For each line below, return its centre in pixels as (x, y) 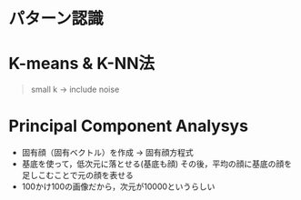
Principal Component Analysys (129, 126)
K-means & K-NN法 (82, 64)
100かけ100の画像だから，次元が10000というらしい (118, 186)
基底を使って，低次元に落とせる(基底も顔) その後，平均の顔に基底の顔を (157, 164)
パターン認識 (56, 19)
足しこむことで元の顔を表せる (77, 175)
